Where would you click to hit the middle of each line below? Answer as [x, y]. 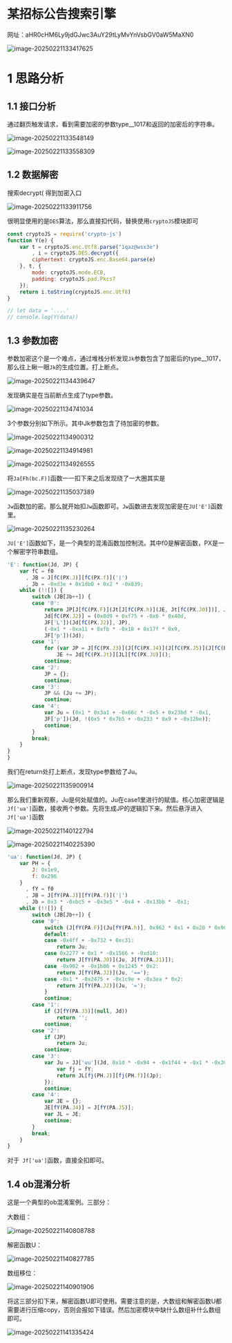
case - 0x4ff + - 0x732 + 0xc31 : [89, 941]
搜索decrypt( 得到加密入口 [45, 193]
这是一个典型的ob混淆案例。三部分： [59, 1202]
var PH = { [35, 863]
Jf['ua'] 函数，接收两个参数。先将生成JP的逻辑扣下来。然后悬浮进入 [105, 808]
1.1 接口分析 [32, 106]
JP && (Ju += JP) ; [70, 693]
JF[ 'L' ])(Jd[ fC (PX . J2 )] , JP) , [87, 622]
